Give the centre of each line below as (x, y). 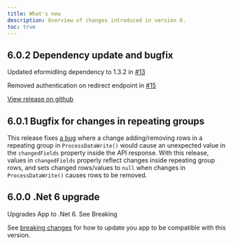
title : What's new (34, 14)
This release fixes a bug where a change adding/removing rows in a (105, 138)
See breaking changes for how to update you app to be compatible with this (116, 227)
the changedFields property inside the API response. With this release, (108, 153)
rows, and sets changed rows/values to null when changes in (97, 168)
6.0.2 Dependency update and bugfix (90, 55)
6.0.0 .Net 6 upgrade (54, 197)
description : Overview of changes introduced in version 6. (97, 20)
